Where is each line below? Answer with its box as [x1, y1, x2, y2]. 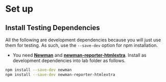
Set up [5, 3, 33, 15]
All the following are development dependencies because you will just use [5, 37, 161, 43]
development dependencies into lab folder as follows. [12, 58, 126, 64]
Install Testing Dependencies [5, 23, 101, 32]
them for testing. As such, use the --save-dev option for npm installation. [5, 42, 158, 48]
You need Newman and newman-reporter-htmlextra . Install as [12, 52, 147, 58]
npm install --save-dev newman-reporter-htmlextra [5, 72, 115, 77]
